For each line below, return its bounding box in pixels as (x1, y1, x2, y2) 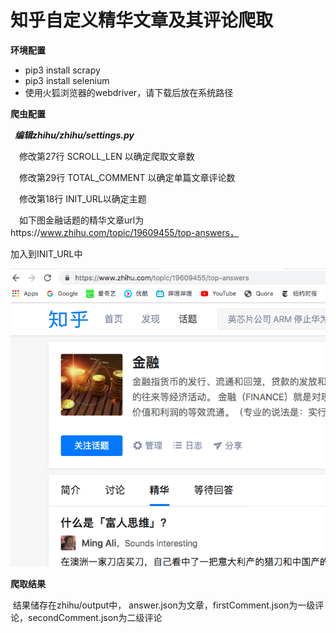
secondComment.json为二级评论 (27, 612, 163, 624)
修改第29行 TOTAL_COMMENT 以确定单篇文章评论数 (19, 171, 236, 183)
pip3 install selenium (24, 74, 110, 86)
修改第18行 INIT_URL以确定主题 (19, 192, 147, 205)
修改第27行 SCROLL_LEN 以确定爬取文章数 (19, 150, 195, 162)
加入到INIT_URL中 (10, 247, 83, 260)
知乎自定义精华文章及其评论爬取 (10, 9, 274, 32)
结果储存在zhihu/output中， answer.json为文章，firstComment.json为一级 (12, 599, 316, 611)
